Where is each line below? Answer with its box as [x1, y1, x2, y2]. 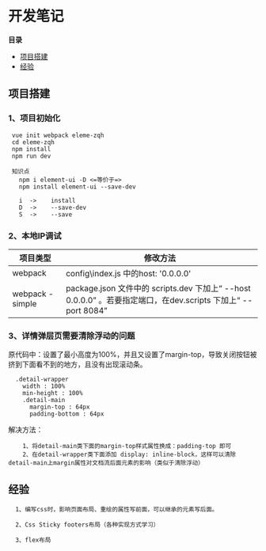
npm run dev [11, 152, 51, 160]
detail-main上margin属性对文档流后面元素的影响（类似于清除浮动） [8, 459, 204, 467]
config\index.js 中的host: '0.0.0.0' [66, 268, 192, 279]
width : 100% [22, 382, 66, 390]
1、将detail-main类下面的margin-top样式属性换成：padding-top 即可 [22, 443, 232, 450]
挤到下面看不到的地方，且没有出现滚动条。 [8, 359, 147, 369]
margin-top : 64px [28, 403, 90, 412]
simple [12, 298, 37, 309]
